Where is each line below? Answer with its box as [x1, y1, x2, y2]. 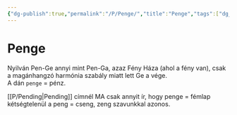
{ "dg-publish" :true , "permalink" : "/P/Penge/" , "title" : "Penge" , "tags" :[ [7, 10, 219, 18]
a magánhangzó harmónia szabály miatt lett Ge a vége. [7, 71, 168, 79]
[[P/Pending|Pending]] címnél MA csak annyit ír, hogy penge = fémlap [7, 92, 211, 100]
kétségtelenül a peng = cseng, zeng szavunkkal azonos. [7, 100, 171, 108]
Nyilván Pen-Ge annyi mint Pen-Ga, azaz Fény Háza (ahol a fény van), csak [7, 64, 226, 72]
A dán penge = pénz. [7, 79, 66, 87]
